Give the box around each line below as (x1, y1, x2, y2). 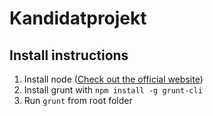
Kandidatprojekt (9, 7, 147, 30)
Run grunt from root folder (23, 95, 133, 106)
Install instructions (9, 47, 129, 64)
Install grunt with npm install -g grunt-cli (23, 84, 203, 96)
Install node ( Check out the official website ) (23, 73, 204, 85)
